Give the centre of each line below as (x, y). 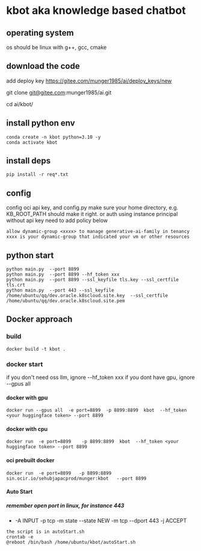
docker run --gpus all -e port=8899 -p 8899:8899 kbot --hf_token (97, 410)
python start (30, 255)
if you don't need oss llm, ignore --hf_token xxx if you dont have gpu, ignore (100, 377)
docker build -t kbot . (36, 349)
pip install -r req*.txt (37, 175)
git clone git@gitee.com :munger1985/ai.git (59, 92)
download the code (43, 66)
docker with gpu (27, 397)
